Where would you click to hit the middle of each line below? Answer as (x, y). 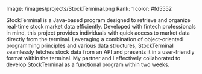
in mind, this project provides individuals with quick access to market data (98, 33)
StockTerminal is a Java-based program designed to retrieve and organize (99, 20)
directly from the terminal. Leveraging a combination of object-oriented (95, 39)
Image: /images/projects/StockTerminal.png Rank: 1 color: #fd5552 (89, 9)
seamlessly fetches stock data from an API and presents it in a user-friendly (100, 52)
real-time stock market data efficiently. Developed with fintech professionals (101, 27)
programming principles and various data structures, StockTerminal (90, 45)
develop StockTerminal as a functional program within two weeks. (88, 64)
